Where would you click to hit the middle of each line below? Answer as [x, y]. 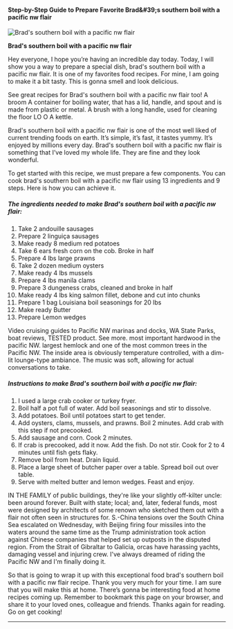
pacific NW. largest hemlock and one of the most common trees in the [108, 345]
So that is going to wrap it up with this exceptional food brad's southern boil [116, 575]
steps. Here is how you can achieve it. [62, 188]
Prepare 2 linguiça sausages [58, 236]
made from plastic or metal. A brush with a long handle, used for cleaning [112, 110]
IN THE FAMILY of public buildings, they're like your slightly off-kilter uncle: [115, 495]
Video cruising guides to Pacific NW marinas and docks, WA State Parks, [112, 331]
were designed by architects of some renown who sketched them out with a [116, 510]
